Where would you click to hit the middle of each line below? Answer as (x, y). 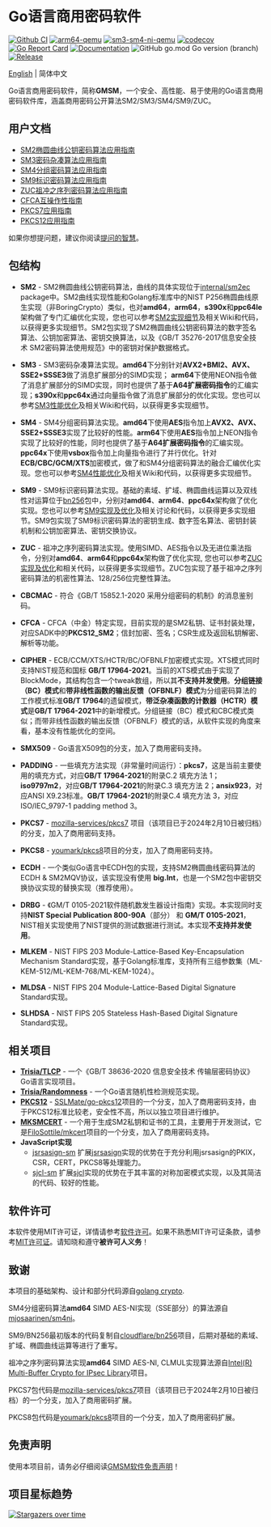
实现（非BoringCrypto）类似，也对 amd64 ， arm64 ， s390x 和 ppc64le (145, 307)
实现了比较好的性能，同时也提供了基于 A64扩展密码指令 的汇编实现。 (134, 443)
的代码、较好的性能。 (68, 1183)
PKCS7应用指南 (46, 210)
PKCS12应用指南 (47, 220)
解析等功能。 (41, 643)
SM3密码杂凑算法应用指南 (64, 159)
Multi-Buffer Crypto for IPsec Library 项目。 (80, 1373)
